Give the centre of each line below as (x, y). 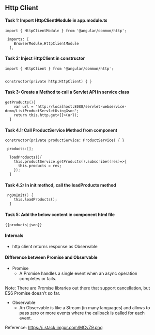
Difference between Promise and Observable (51, 257)
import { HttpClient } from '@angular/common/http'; (59, 68)
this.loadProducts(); (35, 200)
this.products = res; (40, 166)
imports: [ (18, 39)
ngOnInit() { (20, 195)
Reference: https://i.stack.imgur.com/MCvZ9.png (54, 328)
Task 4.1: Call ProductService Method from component (61, 130)
